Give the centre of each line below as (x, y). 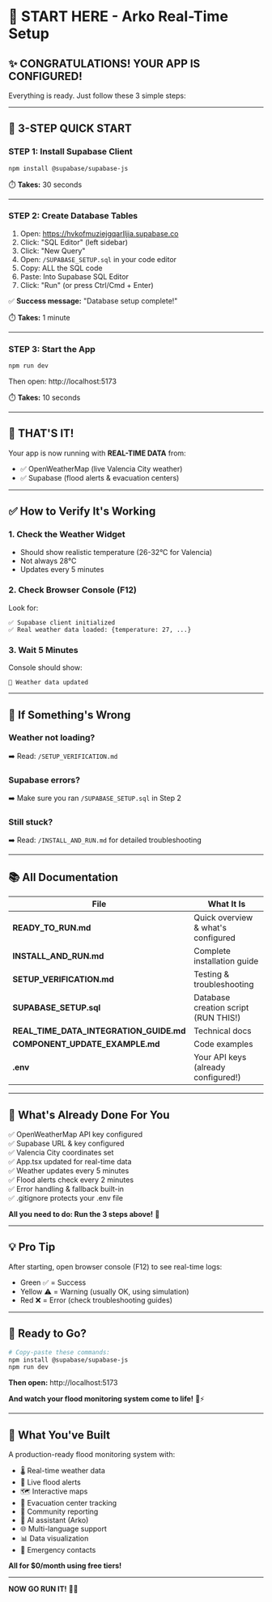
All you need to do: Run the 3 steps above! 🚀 (84, 1214)
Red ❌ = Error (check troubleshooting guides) (96, 1300)
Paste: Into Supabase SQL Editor (74, 276)
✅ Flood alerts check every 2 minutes (71, 1180)
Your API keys (220, 1057)
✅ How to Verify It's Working (82, 512)
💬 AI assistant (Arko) (54, 1520)
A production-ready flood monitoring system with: (92, 1455)
